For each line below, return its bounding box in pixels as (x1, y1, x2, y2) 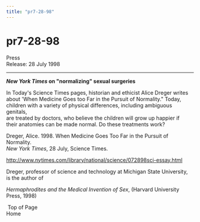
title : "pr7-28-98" (6, 8, 55, 15)
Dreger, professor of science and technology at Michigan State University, (6, 168, 188, 175)
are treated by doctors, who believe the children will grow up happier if (6, 114, 180, 121)
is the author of (6, 174, 43, 182)
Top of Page (7, 204, 37, 211)
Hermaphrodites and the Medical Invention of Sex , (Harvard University (6, 186, 180, 193)
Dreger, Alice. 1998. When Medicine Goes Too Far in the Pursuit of (6, 132, 168, 139)
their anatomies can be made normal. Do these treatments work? (6, 120, 165, 128)
